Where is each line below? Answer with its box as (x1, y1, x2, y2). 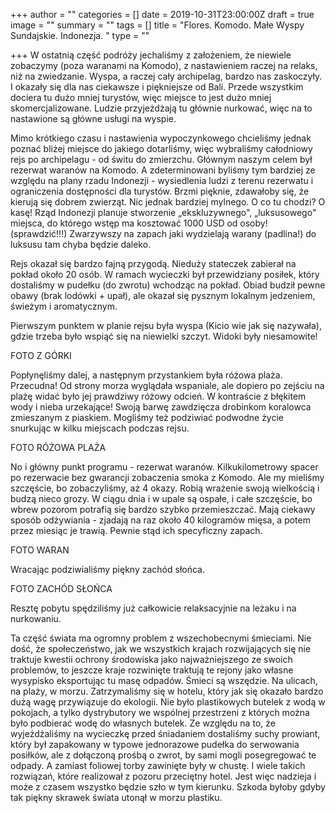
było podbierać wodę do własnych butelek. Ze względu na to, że (10, 717, 276, 729)
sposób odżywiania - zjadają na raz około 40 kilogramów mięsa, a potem (10, 514, 311, 526)
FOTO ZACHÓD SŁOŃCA (10, 583, 113, 594)
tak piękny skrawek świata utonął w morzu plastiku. (10, 792, 223, 803)
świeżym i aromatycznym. (10, 300, 118, 312)
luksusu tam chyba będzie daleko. (10, 239, 152, 250)
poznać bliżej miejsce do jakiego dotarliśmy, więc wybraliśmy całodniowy (10, 143, 313, 154)
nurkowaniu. (10, 613, 62, 624)
